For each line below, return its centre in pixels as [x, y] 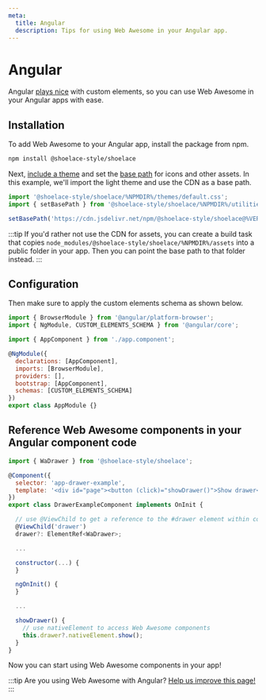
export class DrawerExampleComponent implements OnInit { [106, 505]
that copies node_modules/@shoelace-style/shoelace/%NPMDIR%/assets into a [131, 242]
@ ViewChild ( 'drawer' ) [51, 527]
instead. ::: [25, 259]
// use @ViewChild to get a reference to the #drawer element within [132, 520]
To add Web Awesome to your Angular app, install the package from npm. [129, 145]
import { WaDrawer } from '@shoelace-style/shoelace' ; [101, 461]
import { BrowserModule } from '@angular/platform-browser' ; [111, 318]
